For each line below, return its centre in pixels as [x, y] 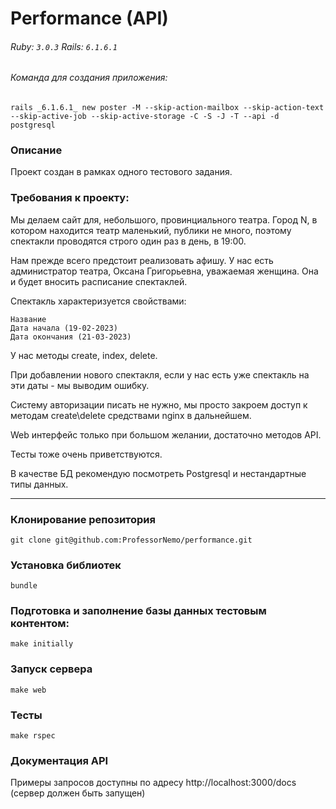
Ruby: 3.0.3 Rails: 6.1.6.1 [64, 46]
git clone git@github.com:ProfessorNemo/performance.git [131, 540]
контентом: [40, 624]
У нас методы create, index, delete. [84, 355]
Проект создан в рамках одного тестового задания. [121, 172]
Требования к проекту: [70, 198]
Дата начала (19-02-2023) [64, 328]
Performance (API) [89, 18]
